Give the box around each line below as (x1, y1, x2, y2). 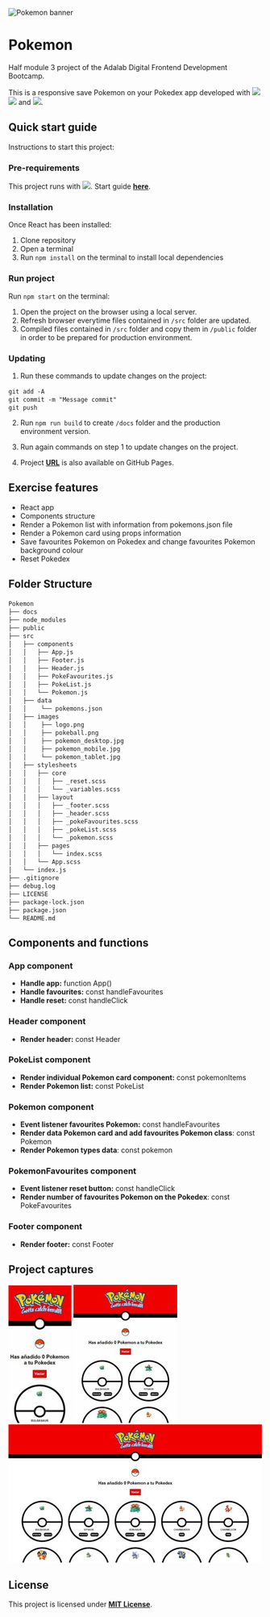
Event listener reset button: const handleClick (19, 1184, 176, 1194)
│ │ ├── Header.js (8, 664, 85, 673)
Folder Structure (8, 577, 93, 591)
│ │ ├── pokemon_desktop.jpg (8, 736, 125, 745)
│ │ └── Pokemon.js (8, 688, 89, 697)
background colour (19, 545, 84, 555)
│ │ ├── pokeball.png (8, 728, 99, 737)
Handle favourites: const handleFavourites (19, 987, 164, 997)
